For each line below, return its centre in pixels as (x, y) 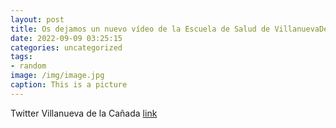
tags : (21, 57)
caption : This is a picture (69, 85)
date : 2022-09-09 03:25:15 (66, 38)
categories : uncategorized (66, 47)
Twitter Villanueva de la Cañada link (84, 113)
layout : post (37, 19)
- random (28, 66)
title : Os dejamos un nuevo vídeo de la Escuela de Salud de (140, 29)
